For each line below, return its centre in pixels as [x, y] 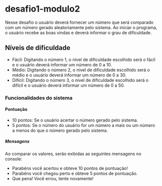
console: [14, 159]
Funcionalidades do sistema [39, 98]
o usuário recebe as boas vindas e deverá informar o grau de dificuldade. [78, 32]
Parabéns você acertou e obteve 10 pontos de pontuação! [70, 168]
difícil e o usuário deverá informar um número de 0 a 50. [68, 85]
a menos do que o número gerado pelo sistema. [60, 130]
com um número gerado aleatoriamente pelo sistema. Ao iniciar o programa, [81, 27]
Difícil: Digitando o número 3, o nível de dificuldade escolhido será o [80, 80]
